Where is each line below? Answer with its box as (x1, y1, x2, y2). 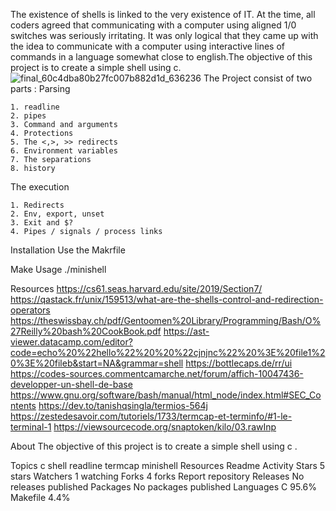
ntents (10, 400, 37, 411)
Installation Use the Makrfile (10, 244, 126, 256)
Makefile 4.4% (10, 492, 71, 503)
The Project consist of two (203, 72, 313, 84)
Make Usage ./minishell (10, 264, 107, 275)
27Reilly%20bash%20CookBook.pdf (10, 325, 162, 337)
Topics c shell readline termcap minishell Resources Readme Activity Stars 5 (10, 460, 326, 471)
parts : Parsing (10, 83, 71, 94)
